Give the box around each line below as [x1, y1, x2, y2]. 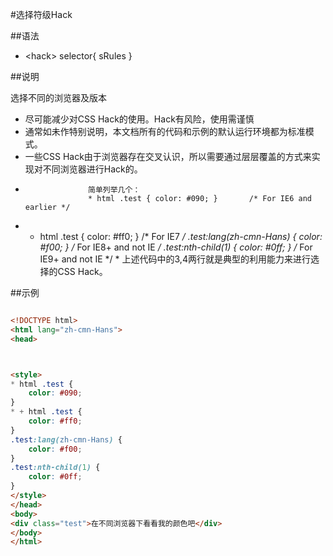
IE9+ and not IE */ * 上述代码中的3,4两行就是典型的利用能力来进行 [39, 253, 311, 265]
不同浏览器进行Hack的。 [42, 163, 143, 175]
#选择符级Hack [10, 9, 73, 20]
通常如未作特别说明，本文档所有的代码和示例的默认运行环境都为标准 [24, 126, 306, 137]
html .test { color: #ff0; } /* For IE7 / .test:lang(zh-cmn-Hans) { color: [39, 231, 323, 242]
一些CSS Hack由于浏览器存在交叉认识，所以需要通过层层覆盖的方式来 [24, 151, 312, 162]
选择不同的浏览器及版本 [10, 92, 107, 103]
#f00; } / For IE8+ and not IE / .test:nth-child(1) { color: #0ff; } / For [39, 241, 313, 253]
